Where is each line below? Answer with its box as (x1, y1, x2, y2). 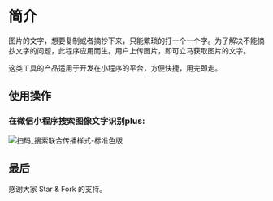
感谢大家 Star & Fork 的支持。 (8, 184, 107, 195)
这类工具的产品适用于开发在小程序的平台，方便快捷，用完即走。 (8, 62, 222, 73)
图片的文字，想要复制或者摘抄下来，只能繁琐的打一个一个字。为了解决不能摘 (8, 36, 265, 45)
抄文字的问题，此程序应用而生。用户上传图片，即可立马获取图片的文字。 (8, 45, 250, 55)
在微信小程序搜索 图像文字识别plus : (8, 115, 145, 126)
